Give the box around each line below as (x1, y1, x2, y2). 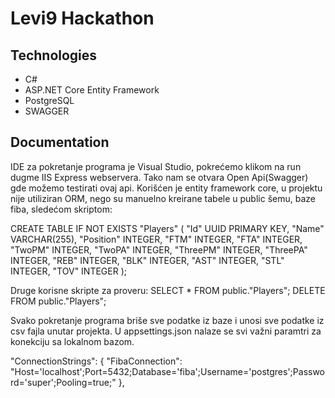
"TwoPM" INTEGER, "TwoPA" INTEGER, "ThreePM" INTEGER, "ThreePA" (10, 243, 308, 256)
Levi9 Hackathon (10, 7, 155, 30)
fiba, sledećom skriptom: (10, 203, 113, 215)
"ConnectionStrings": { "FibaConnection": (10, 355, 183, 367)
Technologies (10, 47, 98, 64)
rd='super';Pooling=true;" (10, 376, 117, 388)
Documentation (10, 134, 110, 151)
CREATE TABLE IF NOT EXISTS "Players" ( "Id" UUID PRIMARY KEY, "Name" (10, 222, 325, 234)
